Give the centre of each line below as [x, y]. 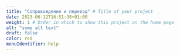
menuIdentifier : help [33, 44]
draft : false [22, 33]
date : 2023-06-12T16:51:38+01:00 [47, 17]
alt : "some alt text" [33, 28]
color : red [19, 38]
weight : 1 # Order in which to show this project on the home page [90, 22]
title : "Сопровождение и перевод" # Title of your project [80, 11]
